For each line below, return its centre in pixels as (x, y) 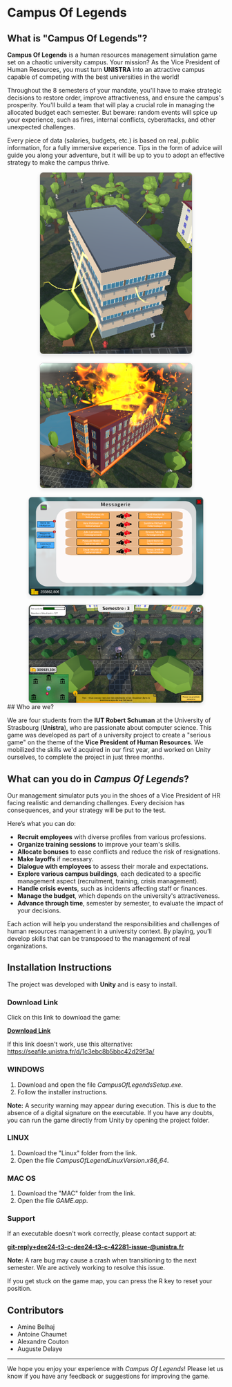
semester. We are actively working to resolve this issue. (86, 1268)
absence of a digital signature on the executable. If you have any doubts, (110, 1112)
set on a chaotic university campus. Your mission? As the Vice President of (114, 62)
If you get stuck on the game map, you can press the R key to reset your (110, 1281)
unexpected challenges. (41, 127)
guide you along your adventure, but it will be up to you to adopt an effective (116, 155)
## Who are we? (30, 707)
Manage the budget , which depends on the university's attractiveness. (118, 896)
